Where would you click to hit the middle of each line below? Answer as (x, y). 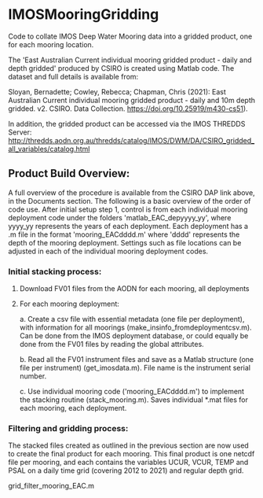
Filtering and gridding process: (68, 428)
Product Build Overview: (69, 173)
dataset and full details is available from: (73, 76)
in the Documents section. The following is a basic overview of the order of (130, 201)
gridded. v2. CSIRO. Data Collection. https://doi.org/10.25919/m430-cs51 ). (128, 109)
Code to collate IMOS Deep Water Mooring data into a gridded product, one (130, 36)
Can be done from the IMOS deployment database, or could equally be (134, 336)
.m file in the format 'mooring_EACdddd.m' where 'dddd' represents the (124, 234)
